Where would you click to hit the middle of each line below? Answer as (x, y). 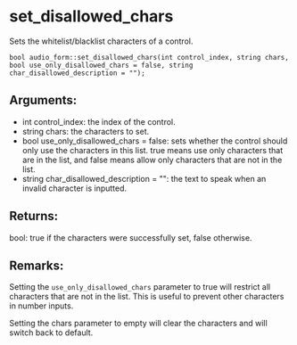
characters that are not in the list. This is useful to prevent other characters (147, 297)
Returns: (34, 216)
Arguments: (43, 100)
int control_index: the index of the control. (99, 121)
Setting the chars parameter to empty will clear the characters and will (138, 324)
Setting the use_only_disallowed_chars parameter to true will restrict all (140, 287)
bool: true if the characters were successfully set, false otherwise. (131, 237)
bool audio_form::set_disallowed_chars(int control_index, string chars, (149, 57)
